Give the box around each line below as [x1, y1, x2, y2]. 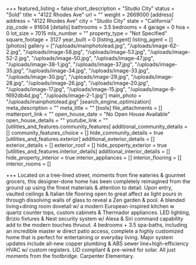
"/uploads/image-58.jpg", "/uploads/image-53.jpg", [23, 49, 147, 55]
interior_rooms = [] [6, 160, 51, 167]
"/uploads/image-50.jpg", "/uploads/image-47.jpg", [31, 55, 155, 61]
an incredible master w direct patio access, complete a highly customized [6, 228, 184, 235]
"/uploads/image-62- [127, 42, 179, 49]
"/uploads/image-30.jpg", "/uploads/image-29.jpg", [6, 73, 130, 80]
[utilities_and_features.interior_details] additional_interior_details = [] [6, 148, 171, 154]
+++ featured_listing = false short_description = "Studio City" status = [6, 5, 175, 12]
